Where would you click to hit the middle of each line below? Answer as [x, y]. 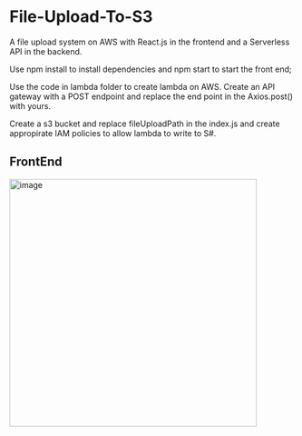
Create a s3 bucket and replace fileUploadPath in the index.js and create [145, 124]
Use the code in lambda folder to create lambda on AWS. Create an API [142, 86]
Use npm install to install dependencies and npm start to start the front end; [151, 69]
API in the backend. [46, 51]
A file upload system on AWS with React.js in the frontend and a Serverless [150, 42]
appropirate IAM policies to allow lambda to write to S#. [113, 133]
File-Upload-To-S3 [81, 17]
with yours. [30, 105]
